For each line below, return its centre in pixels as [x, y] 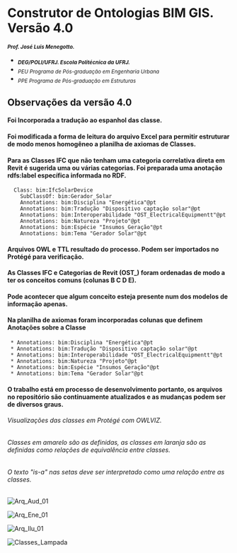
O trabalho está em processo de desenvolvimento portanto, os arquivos [115, 389]
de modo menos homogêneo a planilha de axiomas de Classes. [102, 144]
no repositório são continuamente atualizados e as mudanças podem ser [117, 397]
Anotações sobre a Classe [47, 327]
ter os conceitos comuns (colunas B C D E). [72, 280]
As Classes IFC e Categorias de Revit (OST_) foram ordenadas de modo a [116, 273]
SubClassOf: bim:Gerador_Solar [66, 197]
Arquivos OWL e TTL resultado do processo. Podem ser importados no [113, 249]
